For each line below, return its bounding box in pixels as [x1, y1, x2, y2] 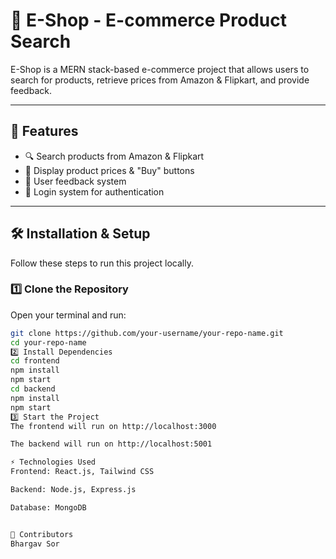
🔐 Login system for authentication [24, 185, 165, 198]
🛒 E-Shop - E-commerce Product [10, 9, 287, 32]
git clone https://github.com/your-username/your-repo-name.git [10, 328, 284, 338]
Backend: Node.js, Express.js [10, 485, 137, 495]
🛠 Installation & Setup [10, 225, 151, 243]
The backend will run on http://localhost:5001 [10, 439, 213, 449]
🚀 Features [10, 123, 79, 140]
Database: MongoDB [10, 502, 87, 513]
